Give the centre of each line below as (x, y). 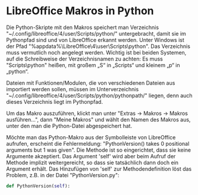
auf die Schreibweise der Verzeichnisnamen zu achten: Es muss (85, 59)
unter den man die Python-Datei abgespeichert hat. (69, 126)
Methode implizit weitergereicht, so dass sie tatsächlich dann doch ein (92, 162)
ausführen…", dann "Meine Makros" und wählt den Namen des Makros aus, (98, 119)
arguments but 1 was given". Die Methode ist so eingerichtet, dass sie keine (99, 150)
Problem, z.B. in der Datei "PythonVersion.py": (63, 175)
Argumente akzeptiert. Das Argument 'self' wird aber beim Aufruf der (91, 156)
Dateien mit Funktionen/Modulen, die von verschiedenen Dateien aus (91, 83)
